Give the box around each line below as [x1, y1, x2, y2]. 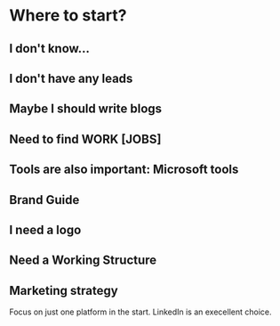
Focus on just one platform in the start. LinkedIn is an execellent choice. [9, 306, 272, 317]
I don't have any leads [9, 70, 133, 86]
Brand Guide [9, 192, 80, 208]
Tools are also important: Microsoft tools [9, 162, 239, 177]
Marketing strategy [9, 282, 118, 298]
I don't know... [9, 41, 91, 56]
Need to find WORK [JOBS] [9, 131, 162, 147]
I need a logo [9, 222, 82, 237]
